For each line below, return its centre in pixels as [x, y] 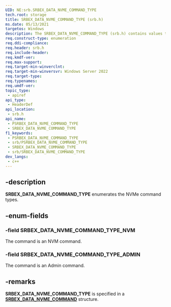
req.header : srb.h [25, 48]
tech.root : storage [26, 15]
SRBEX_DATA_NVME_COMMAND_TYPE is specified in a [65, 294]
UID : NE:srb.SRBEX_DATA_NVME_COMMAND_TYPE [51, 10]
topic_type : [18, 90]
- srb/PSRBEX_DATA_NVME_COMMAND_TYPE [47, 143]
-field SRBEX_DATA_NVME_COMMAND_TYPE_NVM [70, 230]
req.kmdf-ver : [20, 57]
